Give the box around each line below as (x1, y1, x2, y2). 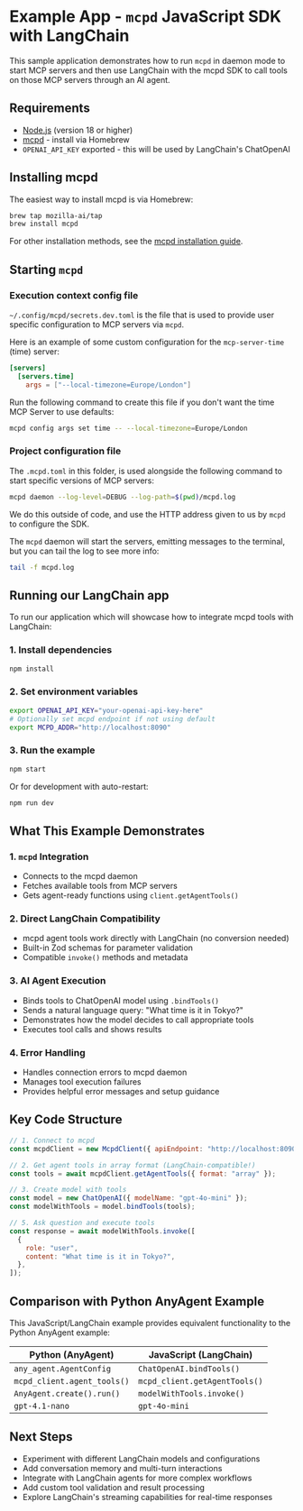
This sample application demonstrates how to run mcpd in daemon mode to (9, 55, 286, 66)
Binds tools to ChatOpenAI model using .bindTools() (22, 994, 219, 1006)
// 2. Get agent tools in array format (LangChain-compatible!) (9, 1160, 256, 1169)
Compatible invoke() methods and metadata (22, 952, 188, 963)
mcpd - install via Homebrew (22, 133, 131, 145)
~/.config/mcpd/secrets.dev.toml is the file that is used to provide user (9, 309, 275, 320)
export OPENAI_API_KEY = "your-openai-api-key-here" (9, 706, 204, 715)
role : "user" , (25, 1243, 78, 1252)
